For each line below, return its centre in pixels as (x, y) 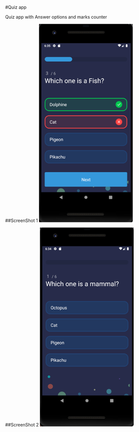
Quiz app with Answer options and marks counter (56, 17)
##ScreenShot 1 (22, 221)
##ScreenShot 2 (22, 424)
